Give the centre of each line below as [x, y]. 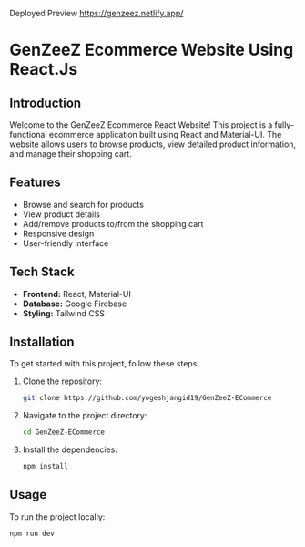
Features [35, 183]
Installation [42, 342]
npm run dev [32, 533]
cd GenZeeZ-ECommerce [63, 432]
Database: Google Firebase [75, 304]
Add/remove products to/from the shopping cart [113, 223]
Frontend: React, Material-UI [77, 294]
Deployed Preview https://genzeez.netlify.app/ [97, 13]
